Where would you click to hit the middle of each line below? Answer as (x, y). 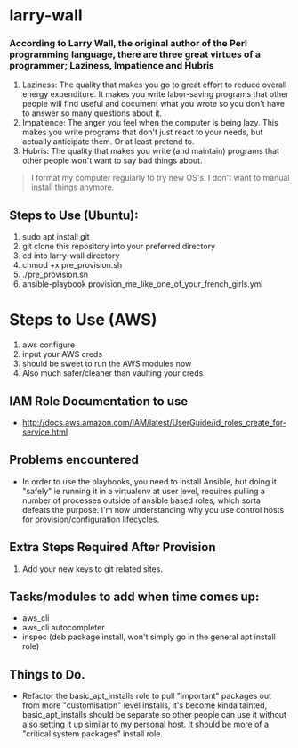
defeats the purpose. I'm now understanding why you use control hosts (153, 509)
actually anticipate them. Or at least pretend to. (108, 142)
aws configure (48, 345)
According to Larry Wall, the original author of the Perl (128, 44)
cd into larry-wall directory (71, 256)
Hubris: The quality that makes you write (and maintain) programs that (151, 151)
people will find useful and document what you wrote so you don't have (153, 104)
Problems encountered (74, 460)
